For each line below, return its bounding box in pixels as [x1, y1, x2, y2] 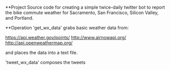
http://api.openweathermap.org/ [5, 40, 73, 46]
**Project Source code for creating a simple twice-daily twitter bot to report [5, 5, 165, 10]
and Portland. [5, 15, 34, 21]
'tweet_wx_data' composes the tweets [5, 59, 86, 65]
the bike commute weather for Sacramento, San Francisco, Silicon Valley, [5, 10, 159, 16]
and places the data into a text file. [5, 50, 78, 55]
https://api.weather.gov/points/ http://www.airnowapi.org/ [5, 35, 126, 40]
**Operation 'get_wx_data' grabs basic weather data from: [5, 25, 129, 31]
